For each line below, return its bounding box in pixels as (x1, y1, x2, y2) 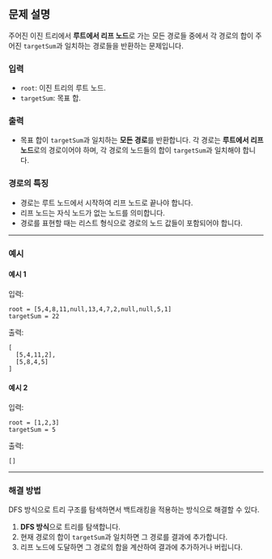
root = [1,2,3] (8, 419, 60, 427)
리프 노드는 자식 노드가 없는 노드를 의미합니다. (19, 207, 166, 217)
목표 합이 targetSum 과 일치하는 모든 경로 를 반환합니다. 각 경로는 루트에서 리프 (19, 135, 264, 145)
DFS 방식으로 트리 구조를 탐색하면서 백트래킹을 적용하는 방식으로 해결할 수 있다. (8, 505, 260, 514)
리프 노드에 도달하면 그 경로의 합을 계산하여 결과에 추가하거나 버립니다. (19, 542, 243, 553)
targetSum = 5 (8, 426, 57, 434)
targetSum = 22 (8, 312, 60, 320)
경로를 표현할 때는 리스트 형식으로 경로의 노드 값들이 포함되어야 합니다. (19, 218, 243, 228)
